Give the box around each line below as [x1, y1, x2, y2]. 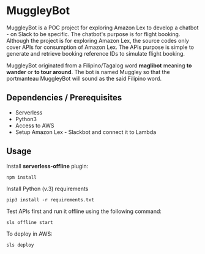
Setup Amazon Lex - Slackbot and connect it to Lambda [15, 128, 157, 135]
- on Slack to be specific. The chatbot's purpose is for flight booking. [6, 30, 181, 37]
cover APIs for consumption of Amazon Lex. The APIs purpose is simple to [6, 43, 195, 51]
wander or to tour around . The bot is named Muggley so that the [6, 68, 170, 75]
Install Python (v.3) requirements [6, 185, 89, 192]
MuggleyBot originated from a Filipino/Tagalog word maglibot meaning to [6, 62, 192, 69]
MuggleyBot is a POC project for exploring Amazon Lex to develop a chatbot [6, 24, 199, 31]
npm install [6, 174, 37, 181]
